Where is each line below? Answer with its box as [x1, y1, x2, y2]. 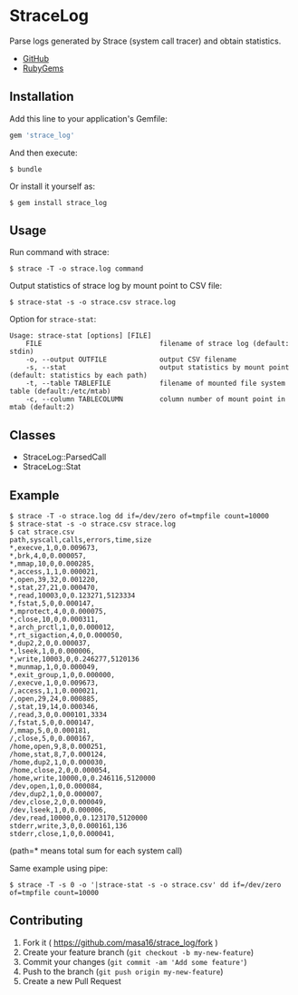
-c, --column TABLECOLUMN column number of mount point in [25, 395, 285, 404]
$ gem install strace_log [9, 198, 107, 207]
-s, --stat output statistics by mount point [25, 363, 290, 372]
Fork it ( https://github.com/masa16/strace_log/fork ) [22, 937, 219, 948]
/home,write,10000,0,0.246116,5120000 [9, 773, 156, 783]
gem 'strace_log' [9, 131, 75, 140]
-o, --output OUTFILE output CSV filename [25, 355, 237, 364]
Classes [9, 428, 56, 443]
